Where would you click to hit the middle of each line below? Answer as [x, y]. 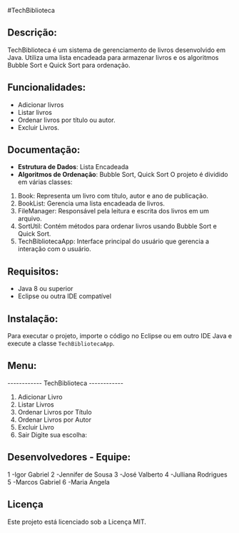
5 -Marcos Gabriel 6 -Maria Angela [59, 482]
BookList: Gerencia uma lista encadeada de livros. [91, 203]
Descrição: [32, 32]
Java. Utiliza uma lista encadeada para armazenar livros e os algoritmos [113, 57]
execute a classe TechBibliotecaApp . [61, 344]
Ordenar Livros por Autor [54, 420]
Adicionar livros [41, 105]
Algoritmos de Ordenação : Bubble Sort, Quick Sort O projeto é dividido [123, 175]
